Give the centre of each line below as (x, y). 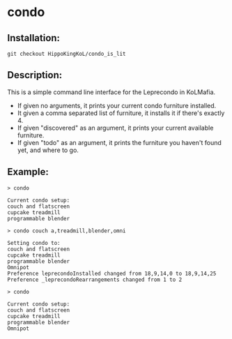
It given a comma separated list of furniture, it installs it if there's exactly (121, 113)
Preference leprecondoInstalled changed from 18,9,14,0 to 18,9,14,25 (112, 273)
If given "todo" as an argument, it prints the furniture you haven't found (119, 142)
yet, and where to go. (48, 150)
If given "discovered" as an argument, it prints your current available (115, 128)
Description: (35, 75)
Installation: (34, 38)
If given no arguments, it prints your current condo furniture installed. (117, 105)
